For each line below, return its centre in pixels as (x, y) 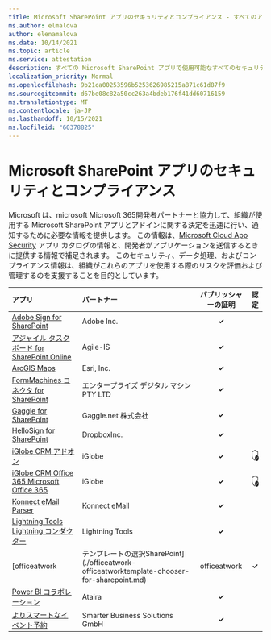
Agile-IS (96, 347)
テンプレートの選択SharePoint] (133, 554)
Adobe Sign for (37, 317)
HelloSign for (33, 430)
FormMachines (37, 380)
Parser (23, 510)
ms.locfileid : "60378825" (52, 128)
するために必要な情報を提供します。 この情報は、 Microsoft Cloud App (131, 235)
